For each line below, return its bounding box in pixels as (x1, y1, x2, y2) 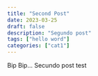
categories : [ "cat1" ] (7, 42, 70, 49)
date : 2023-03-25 (7, 17, 58, 23)
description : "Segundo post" (7, 29, 92, 37)
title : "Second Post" (7, 10, 70, 17)
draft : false (7, 23, 45, 30)
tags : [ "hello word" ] (7, 36, 70, 43)
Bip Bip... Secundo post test (7, 61, 87, 69)
